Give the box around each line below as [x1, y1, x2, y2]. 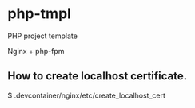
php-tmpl [7, 5, 71, 23]
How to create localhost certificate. [7, 69, 188, 83]
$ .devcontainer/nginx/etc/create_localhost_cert [7, 91, 165, 100]
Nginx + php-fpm [7, 46, 65, 56]
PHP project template [7, 31, 78, 40]
